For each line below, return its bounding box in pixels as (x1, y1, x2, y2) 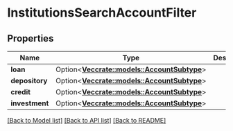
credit (10, 87, 31, 96)
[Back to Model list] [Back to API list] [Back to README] (7, 116, 166, 124)
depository (10, 76, 48, 85)
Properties (7, 33, 54, 44)
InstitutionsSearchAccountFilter (7, 5, 197, 21)
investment (10, 98, 49, 108)
